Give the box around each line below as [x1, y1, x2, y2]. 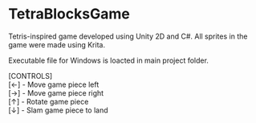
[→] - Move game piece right [8, 88, 104, 97]
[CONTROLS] [8, 71, 53, 80]
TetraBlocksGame [8, 5, 130, 23]
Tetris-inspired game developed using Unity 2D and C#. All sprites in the [8, 31, 248, 41]
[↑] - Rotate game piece [8, 96, 89, 106]
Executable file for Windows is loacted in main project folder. [8, 55, 209, 65]
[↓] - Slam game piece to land [8, 105, 108, 115]
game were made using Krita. [8, 39, 106, 49]
